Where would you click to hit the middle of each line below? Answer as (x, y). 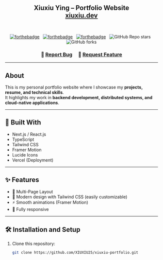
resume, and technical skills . (34, 92)
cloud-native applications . (32, 103)
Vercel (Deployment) (33, 160)
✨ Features (22, 180)
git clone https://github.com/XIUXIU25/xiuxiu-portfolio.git (75, 253)
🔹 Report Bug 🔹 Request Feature (81, 54)
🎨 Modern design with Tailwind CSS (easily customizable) (70, 197)
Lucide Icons (25, 155)
